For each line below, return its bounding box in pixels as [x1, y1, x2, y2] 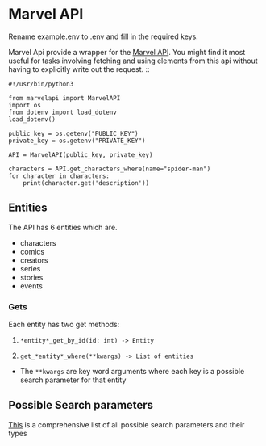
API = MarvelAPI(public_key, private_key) [8, 150, 153, 158]
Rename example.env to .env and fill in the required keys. [8, 32, 199, 41]
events [19, 280, 43, 291]
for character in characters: [8, 171, 110, 180]
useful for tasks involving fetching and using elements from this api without [8, 56, 258, 65]
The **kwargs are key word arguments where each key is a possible [19, 367, 245, 377]
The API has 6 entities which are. [8, 222, 118, 232]
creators [19, 255, 48, 265]
